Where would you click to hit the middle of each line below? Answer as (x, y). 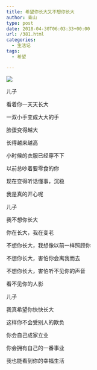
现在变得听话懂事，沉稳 (35, 181)
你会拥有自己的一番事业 (35, 348)
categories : (21, 40)
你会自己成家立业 (27, 335)
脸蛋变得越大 (22, 130)
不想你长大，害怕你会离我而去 (43, 258)
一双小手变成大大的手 (33, 117)
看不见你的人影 (25, 284)
